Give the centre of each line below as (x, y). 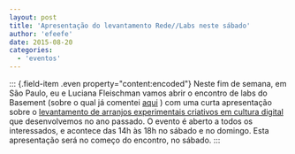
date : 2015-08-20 (41, 42)
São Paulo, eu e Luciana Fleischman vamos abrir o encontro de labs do (138, 93)
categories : (31, 50)
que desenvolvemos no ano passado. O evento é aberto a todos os (131, 121)
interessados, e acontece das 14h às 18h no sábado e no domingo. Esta (139, 131)
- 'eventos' (39, 58)
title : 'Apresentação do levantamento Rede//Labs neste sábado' (130, 26)
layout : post (33, 17)
